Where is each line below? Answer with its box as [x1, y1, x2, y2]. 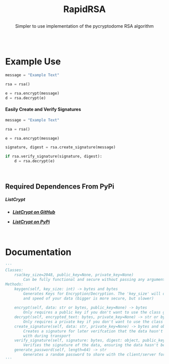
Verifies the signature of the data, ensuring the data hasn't [23, 343, 158, 348]
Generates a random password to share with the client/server [23, 352, 156, 357]
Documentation [5, 246, 72, 258]
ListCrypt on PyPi [12, 219, 50, 225]
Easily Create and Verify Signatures [5, 106, 81, 112]
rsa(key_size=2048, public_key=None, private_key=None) [14, 272, 134, 278]
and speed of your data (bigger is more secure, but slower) [23, 296, 154, 301]
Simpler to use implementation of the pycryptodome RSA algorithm [15, 23, 154, 29]
